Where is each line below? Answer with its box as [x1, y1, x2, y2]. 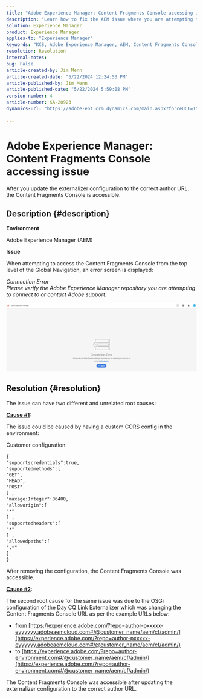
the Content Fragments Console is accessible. [6, 191, 121, 198]
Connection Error [6, 278, 50, 285]
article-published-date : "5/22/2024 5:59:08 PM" [6, 87, 131, 93]
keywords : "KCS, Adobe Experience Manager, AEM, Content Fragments [6, 42, 180, 48]
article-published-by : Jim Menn [6, 80, 88, 86]
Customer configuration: [6, 441, 68, 448]
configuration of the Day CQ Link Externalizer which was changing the [6, 603, 181, 611]
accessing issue [6, 164, 89, 178]
